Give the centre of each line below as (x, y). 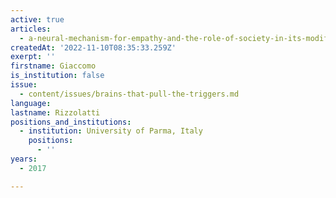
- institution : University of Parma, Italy (111, 131)
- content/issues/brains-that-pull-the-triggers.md (129, 94)
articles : (31, 29)
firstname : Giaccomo (53, 66)
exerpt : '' (33, 57)
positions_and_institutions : (71, 122)
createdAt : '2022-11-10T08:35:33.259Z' (93, 47)
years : (24, 159)
